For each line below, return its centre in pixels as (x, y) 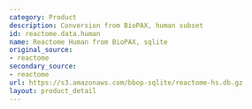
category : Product (43, 17)
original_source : (41, 50)
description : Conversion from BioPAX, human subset (106, 25)
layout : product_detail (53, 91)
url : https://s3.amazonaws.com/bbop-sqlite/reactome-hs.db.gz (126, 83)
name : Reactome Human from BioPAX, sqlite (88, 42)
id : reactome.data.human (55, 33)
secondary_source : (43, 67)
